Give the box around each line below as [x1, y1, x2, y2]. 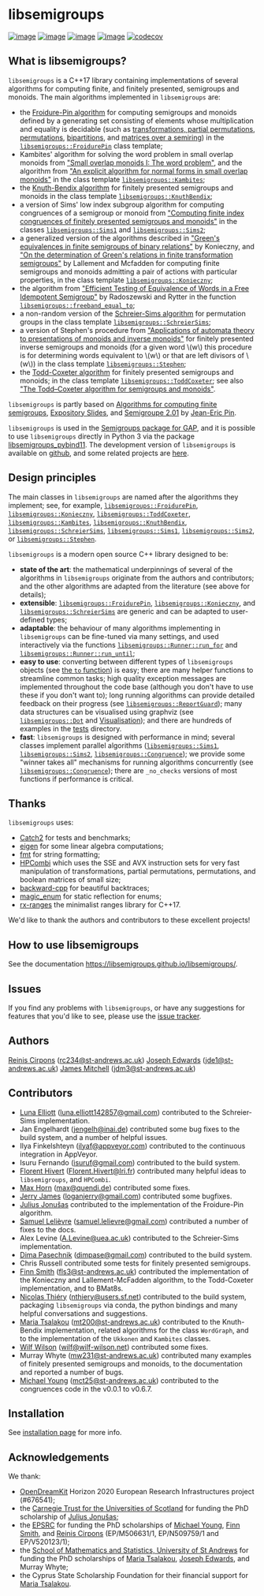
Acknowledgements [8, 1450, 110, 1464]
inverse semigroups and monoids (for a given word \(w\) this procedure [19, 342, 252, 352]
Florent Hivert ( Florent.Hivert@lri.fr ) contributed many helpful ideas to [19, 1166, 247, 1176]
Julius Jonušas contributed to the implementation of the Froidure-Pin [19, 1199, 244, 1209]
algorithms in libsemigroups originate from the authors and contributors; [19, 573, 255, 582]
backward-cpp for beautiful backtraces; [19, 884, 150, 893]
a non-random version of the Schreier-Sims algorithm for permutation [19, 308, 246, 318]
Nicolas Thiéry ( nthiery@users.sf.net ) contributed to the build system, [19, 1291, 247, 1301]
